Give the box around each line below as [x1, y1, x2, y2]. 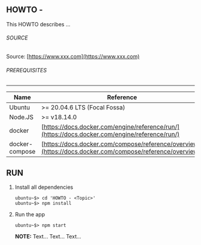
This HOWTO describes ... [6, 20, 71, 27]
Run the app [14, 211, 45, 218]
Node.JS [9, 113, 34, 121]
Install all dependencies [14, 183, 74, 191]
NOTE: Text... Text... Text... [14, 233, 82, 240]
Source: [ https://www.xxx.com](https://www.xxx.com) [6, 53, 140, 60]
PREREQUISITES [6, 66, 47, 73]
